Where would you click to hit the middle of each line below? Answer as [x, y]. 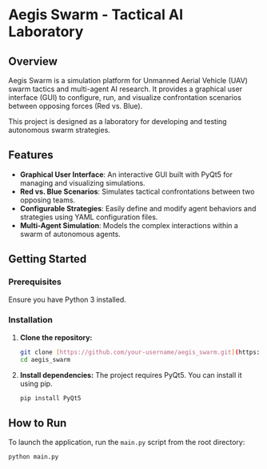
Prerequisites [35, 282]
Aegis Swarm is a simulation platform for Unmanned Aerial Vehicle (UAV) [128, 80]
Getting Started [48, 259]
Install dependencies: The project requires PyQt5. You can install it [131, 375]
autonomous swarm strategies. [59, 130]
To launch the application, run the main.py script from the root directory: [127, 443]
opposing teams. [48, 200]
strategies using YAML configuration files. [89, 217]
